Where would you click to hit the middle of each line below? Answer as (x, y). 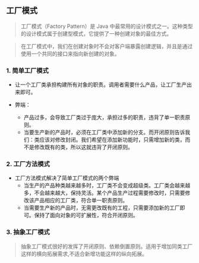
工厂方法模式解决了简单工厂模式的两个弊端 (67, 178)
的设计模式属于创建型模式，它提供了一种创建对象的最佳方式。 (96, 33)
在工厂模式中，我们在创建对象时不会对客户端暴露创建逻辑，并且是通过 (107, 46)
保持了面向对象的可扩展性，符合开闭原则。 (86, 215)
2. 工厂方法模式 (28, 164)
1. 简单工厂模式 (28, 70)
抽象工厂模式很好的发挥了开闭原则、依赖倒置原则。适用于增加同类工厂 (107, 246)
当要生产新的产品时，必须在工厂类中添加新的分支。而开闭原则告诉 (104, 132)
